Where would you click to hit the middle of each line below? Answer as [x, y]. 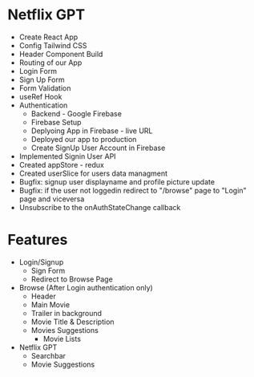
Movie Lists [62, 338]
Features [38, 240]
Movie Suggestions [63, 364]
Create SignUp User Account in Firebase [98, 148]
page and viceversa [52, 199]
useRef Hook [40, 96]
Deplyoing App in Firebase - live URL [92, 131]
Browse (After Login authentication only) [86, 287]
